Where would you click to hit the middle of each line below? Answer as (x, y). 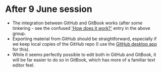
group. (19, 33)
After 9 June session (49, 9)
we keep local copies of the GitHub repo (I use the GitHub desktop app (84, 44)
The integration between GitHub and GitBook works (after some (77, 23)
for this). (21, 49)
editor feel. (23, 65)
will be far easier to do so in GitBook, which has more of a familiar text (84, 60)
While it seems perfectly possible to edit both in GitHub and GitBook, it (84, 54)
